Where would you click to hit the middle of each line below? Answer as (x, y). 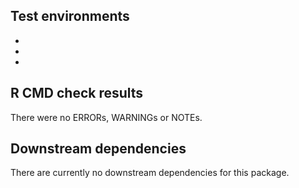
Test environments (70, 16)
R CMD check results (77, 93)
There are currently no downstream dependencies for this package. (150, 173)
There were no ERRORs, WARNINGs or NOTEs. (106, 117)
